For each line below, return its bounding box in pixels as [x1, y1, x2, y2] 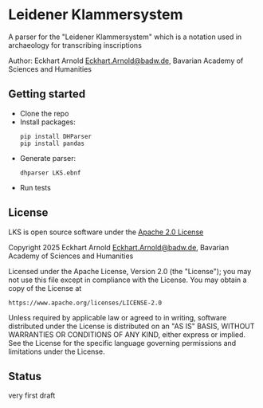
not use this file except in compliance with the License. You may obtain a [8, 275, 247, 284]
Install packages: [19, 117, 76, 127]
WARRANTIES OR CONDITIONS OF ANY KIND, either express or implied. [8, 329, 245, 339]
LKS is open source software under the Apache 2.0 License [8, 227, 204, 237]
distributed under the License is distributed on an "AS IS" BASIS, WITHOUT [8, 321, 255, 331]
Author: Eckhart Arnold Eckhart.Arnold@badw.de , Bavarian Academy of [8, 56, 244, 65]
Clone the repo [19, 108, 69, 118]
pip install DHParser [19, 132, 92, 140]
